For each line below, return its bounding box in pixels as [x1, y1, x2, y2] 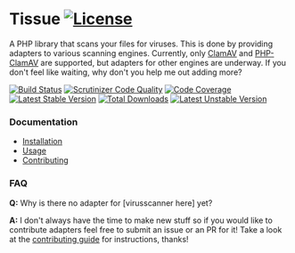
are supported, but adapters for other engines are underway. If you [40, 57, 287, 68]
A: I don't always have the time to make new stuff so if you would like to [9, 215, 274, 225]
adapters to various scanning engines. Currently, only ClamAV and [9, 47, 254, 58]
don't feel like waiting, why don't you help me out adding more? [9, 67, 242, 78]
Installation [21, 136, 63, 147]
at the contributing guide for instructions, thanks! [9, 233, 189, 244]
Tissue [9, 9, 61, 29]
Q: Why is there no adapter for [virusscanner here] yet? [9, 197, 213, 208]
